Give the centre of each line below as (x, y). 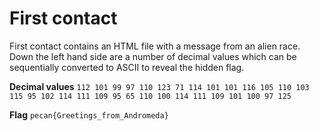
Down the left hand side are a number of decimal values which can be (153, 56)
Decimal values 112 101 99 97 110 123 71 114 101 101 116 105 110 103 (159, 86)
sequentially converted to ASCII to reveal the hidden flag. (127, 67)
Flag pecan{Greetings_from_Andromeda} (89, 114)
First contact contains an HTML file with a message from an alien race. (155, 46)
